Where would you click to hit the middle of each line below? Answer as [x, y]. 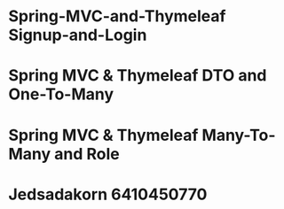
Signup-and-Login [78, 35]
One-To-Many [61, 94]
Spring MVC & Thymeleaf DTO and [138, 76]
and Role [87, 154]
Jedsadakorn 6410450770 [108, 194]
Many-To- [239, 135]
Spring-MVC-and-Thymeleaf [117, 16]
